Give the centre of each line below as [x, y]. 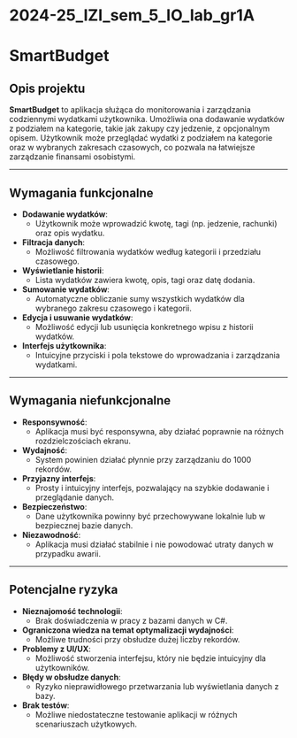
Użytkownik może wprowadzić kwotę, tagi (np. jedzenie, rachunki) [156, 223]
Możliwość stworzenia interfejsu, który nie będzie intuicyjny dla [151, 658]
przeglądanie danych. [75, 497]
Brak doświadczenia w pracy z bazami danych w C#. [131, 620]
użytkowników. [62, 667]
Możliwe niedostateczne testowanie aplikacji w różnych [136, 714]
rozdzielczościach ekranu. [83, 441]
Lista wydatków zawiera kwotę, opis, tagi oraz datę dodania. [145, 280]
